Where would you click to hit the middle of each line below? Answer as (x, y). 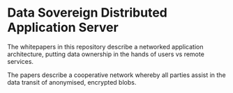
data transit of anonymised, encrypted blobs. (72, 82)
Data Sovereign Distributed (87, 13)
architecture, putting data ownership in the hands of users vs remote (106, 54)
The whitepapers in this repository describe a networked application (105, 46)
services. (20, 61)
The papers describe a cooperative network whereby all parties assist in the (116, 75)
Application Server (63, 27)
